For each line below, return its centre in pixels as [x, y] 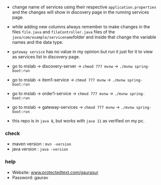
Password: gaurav [30, 177]
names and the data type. [38, 42]
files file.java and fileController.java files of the [64, 32]
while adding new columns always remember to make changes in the [81, 27]
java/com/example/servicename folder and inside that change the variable [84, 37]
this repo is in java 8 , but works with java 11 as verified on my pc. [78, 121]
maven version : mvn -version [41, 144]
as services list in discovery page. [46, 57]
